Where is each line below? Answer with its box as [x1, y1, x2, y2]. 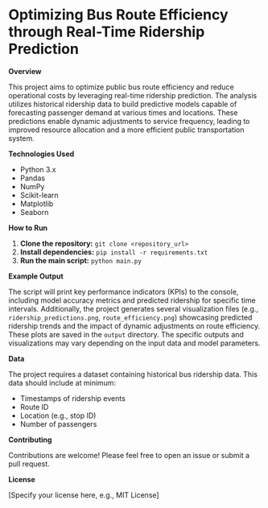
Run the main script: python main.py [19, 255, 142, 265]
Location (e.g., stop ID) [19, 411, 97, 420]
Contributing [8, 435, 52, 444]
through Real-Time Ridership [8, 23, 205, 41]
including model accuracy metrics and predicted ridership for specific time [8, 295, 256, 305]
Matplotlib [19, 199, 54, 209]
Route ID [19, 402, 49, 411]
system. [8, 133, 35, 142]
